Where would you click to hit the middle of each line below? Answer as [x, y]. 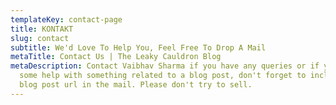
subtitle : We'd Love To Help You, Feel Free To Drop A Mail [138, 47]
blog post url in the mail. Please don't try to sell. [136, 85]
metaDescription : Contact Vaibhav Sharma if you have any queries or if [165, 66]
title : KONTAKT [42, 29]
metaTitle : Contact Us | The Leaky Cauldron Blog [116, 57]
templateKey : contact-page [66, 19]
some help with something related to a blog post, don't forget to [163, 76]
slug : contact [40, 38]
